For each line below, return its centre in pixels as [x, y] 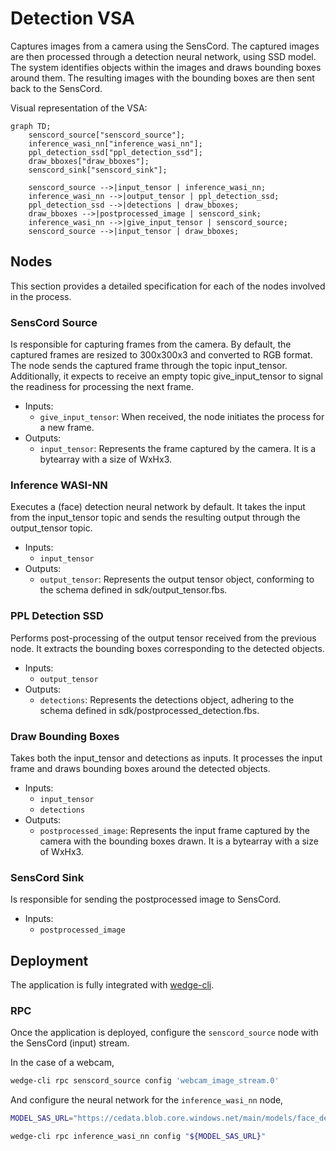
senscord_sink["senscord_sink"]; [98, 170]
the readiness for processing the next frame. [102, 387]
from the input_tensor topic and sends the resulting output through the [155, 518]
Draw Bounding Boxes [65, 736]
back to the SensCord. [56, 88]
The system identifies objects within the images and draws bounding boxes [166, 67]
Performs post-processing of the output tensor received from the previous [163, 638]
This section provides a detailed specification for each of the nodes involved [168, 286]
